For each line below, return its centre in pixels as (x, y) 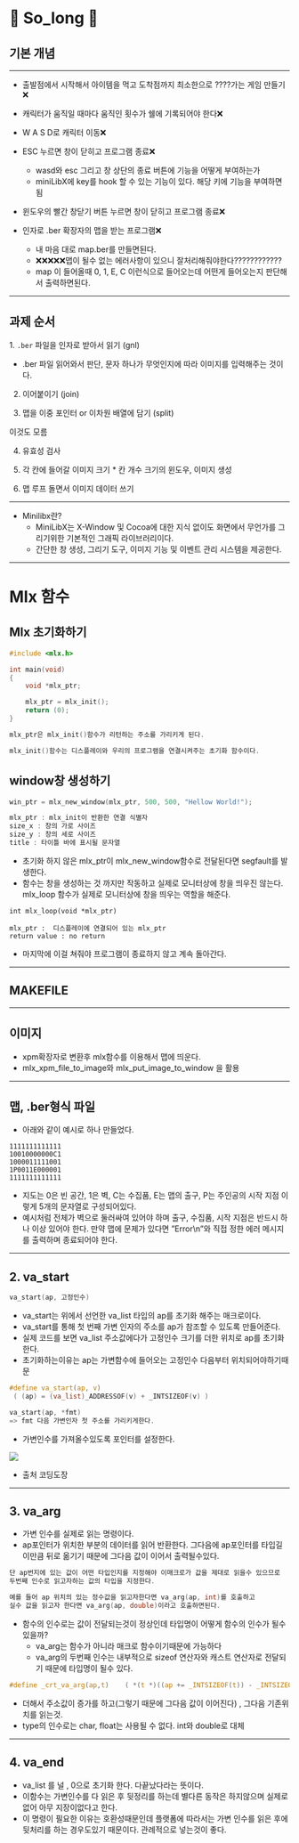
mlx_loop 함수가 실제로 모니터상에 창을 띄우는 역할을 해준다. (126, 894)
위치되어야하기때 (260, 1360)
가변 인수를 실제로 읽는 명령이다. (78, 1534)
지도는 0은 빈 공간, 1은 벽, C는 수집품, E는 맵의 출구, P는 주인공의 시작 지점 (150, 1196)
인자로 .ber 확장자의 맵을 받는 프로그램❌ (92, 230)
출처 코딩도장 (45, 1474)
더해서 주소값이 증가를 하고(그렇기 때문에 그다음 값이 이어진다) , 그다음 (143, 1703)
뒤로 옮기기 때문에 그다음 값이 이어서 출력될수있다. (133, 1556)
